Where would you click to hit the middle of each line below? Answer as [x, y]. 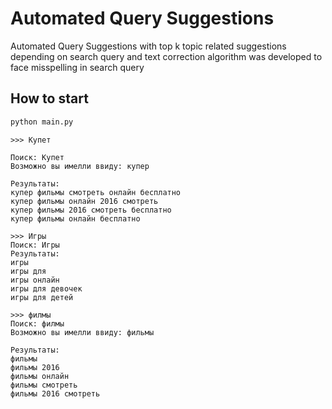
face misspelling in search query [77, 67]
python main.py [42, 122]
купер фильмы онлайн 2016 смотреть [84, 201]
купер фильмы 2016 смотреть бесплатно [91, 210]
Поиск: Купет [37, 157]
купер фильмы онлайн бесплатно [75, 218]
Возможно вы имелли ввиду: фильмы [82, 332]
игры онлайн [35, 280]
